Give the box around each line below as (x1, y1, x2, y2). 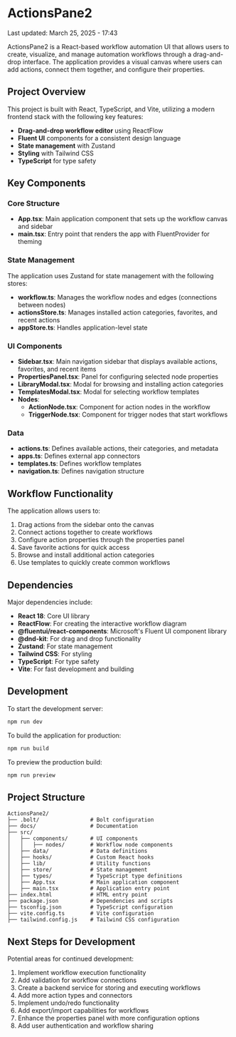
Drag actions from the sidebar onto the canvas (17, 521, 154, 529)
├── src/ (7, 829, 33, 836)
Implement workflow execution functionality (17, 969, 146, 977)
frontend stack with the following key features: (7, 112, 144, 121)
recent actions (17, 315, 60, 324)
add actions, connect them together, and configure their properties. (7, 65, 205, 73)
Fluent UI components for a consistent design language (17, 133, 181, 142)
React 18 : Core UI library (17, 611, 90, 620)
